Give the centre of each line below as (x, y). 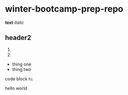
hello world (16, 88)
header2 (18, 38)
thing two (22, 69)
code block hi (19, 78)
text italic (15, 22)
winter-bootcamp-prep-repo (64, 9)
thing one (22, 64)
